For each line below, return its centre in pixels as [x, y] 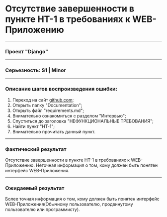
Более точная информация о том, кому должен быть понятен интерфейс [83, 199]
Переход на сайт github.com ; [43, 100]
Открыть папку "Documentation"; [47, 105]
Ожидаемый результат [35, 188]
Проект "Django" [27, 51]
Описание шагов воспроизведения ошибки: [61, 89]
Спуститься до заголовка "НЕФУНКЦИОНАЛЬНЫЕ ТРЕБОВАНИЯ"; [83, 121]
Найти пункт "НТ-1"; [34, 126]
